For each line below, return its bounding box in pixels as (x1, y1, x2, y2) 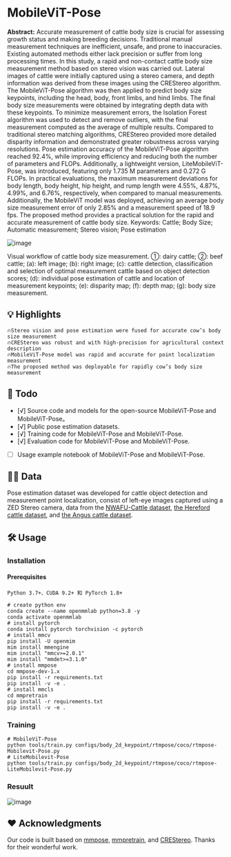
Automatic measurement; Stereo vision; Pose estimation (7, 225, 167, 234)
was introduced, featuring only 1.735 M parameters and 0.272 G (24, 167, 206, 175)
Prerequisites (7, 573, 47, 581)
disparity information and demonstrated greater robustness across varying (7, 137, 219, 145)
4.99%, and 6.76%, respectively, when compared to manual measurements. (7, 188, 223, 197)
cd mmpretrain (7, 692, 48, 699)
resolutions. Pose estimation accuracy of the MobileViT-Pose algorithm (7, 145, 209, 153)
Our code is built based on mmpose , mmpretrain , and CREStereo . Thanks (7, 836, 216, 844)
